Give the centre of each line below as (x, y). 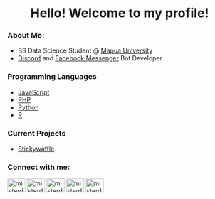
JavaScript (33, 92)
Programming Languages (52, 77)
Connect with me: (39, 167)
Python (28, 107)
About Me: (26, 36)
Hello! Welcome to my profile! (120, 13)
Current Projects (37, 133)
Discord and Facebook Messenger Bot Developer (90, 58)
